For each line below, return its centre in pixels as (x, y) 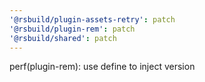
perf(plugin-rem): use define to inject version (102, 67)
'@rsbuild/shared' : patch (63, 38)
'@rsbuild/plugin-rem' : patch (72, 29)
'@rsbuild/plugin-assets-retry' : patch (92, 19)
